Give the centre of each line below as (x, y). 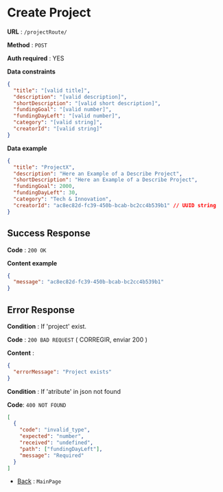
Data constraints (32, 71)
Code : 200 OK (27, 250)
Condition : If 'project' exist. (47, 326)
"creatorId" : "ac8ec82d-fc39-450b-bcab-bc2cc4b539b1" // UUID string (115, 205)
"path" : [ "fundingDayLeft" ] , (61, 449)
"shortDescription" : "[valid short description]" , (87, 103)
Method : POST (27, 45)
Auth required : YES (36, 58)
